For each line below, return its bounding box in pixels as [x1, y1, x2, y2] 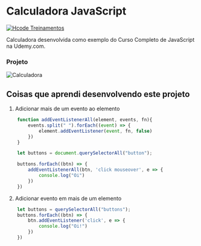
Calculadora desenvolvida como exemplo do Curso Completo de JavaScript [6, 36, 195, 43]
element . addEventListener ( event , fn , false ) [38, 128, 153, 134]
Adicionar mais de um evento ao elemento [14, 105, 120, 113]
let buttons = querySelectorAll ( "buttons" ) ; [17, 206, 131, 213]
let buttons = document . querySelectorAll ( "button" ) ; [17, 150, 153, 156]
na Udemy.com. [6, 42, 46, 50]
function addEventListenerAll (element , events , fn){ [17, 117, 153, 123]
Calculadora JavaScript [6, 4, 127, 18]
